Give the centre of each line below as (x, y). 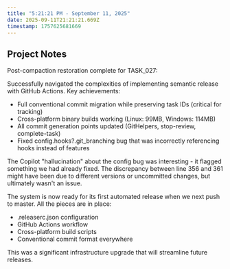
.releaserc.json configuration (58, 218)
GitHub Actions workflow (52, 224)
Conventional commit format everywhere (75, 239)
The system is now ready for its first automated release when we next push (114, 197)
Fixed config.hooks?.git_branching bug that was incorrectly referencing (118, 141)
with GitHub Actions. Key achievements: (64, 91)
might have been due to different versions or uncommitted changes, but (109, 176)
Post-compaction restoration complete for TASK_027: (82, 71)
